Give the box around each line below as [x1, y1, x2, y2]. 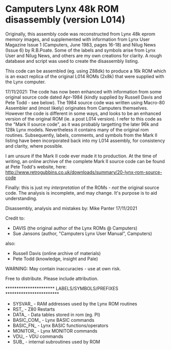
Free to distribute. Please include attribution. [5, 275, 99, 282]
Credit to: [5, 215, 25, 221]
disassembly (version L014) [5, 14, 126, 26]
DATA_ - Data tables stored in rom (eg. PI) [12, 311, 101, 317]
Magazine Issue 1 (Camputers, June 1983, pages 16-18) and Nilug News [5, 41, 156, 48]
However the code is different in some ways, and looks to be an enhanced [5, 110, 161, 116]
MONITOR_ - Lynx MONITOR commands [12, 328, 98, 334]
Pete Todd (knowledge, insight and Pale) [12, 255, 99, 262]
